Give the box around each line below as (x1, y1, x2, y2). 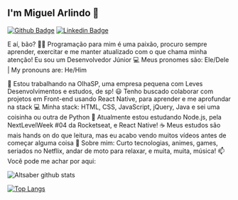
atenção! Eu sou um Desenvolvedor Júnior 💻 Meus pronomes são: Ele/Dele (7, 55, 229, 64)
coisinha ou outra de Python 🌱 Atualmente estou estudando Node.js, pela (7, 112, 222, 121)
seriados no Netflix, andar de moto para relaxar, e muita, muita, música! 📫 (7, 147, 225, 155)
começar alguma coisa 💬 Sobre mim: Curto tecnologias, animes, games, (7, 138, 218, 147)
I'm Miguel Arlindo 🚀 (7, 7, 99, 19)
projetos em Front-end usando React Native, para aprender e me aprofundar (7, 94, 231, 103)
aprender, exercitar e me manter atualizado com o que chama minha (7, 47, 207, 56)
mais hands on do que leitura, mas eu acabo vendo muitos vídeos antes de (7, 131, 227, 140)
